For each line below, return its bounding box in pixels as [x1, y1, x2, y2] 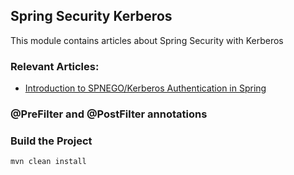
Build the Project [10, 134, 93, 148]
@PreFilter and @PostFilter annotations [10, 107, 208, 121]
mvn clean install [10, 157, 87, 167]
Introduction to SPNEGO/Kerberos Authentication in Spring [24, 82, 267, 94]
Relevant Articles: [10, 59, 100, 73]
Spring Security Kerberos [10, 8, 173, 25]
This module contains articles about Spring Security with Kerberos [10, 34, 284, 46]
